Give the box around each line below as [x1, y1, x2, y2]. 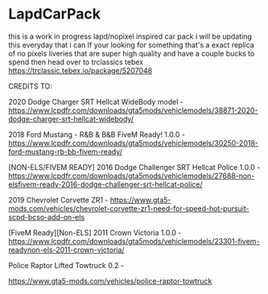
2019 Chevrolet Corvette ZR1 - [8, 195, 109, 205]
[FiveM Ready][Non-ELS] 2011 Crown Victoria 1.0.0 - [8, 227, 182, 238]
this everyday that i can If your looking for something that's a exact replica [8, 39, 255, 49]
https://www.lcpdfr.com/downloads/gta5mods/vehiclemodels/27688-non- [8, 171, 255, 180]
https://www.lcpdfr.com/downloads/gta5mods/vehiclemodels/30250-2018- [8, 138, 259, 147]
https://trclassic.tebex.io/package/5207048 [8, 65, 153, 75]
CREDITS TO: [8, 81, 52, 91]
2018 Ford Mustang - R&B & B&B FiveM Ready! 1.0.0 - [8, 130, 185, 139]
